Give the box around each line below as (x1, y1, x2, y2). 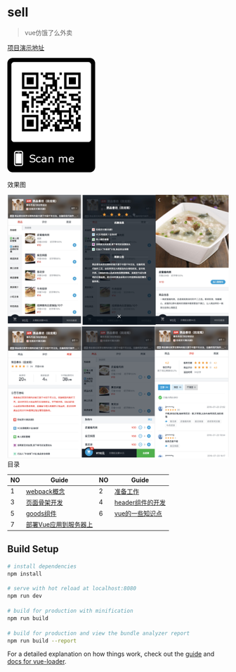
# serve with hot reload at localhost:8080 (7, 585, 137, 592)
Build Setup (7, 543, 59, 555)
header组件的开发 (114, 498, 166, 506)
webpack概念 (25, 487, 65, 495)
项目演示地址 (7, 43, 44, 51)
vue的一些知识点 (114, 509, 163, 518)
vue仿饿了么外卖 (24, 28, 73, 37)
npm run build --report (7, 637, 77, 645)
